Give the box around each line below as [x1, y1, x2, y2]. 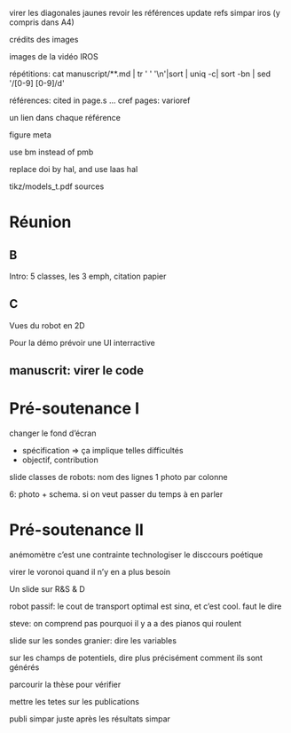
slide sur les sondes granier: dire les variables [9, 635, 177, 646]
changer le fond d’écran [9, 428, 97, 438]
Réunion [9, 212, 72, 233]
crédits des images [9, 35, 79, 44]
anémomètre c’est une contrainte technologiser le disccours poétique [9, 549, 263, 560]
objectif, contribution [21, 454, 99, 465]
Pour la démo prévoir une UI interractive [9, 337, 155, 348]
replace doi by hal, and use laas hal [9, 164, 138, 174]
